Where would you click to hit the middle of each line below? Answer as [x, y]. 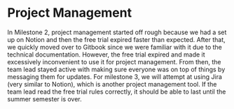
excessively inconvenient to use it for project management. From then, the [114, 61]
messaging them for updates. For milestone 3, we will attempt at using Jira [115, 77]
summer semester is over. [44, 99]
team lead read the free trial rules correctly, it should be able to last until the [117, 92]
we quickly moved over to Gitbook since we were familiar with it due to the [115, 47]
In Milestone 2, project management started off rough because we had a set [117, 32]
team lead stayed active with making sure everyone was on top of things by [116, 69]
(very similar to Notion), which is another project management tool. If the [112, 84]
